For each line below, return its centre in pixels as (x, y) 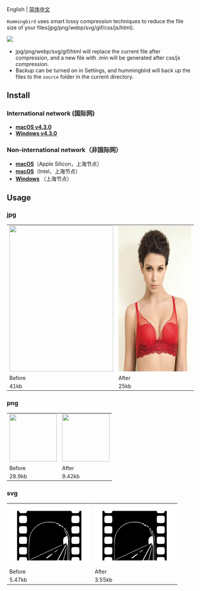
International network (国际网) (51, 114)
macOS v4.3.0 (34, 127)
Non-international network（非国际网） (64, 150)
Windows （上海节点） (44, 179)
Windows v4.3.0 (36, 133)
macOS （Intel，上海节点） (48, 171)
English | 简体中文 (28, 9)
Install (18, 96)
